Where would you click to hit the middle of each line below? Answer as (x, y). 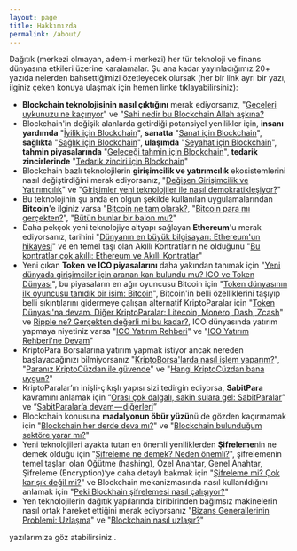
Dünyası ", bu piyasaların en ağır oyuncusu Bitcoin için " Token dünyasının (155, 284)
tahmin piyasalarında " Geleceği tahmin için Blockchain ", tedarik (140, 152)
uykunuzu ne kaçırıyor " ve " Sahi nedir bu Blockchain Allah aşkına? (143, 114)
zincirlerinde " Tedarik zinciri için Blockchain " (105, 162)
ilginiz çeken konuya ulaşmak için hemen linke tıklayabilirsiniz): (124, 88)
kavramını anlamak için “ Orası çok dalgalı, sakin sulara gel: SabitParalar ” (154, 397)
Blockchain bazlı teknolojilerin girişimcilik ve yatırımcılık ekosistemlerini (154, 171)
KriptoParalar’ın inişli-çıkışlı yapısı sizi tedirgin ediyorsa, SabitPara (142, 388)
